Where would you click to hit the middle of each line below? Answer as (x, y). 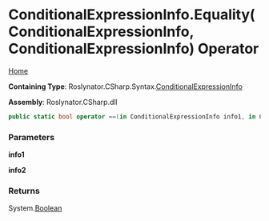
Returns (24, 191)
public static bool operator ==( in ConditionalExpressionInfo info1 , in (132, 117)
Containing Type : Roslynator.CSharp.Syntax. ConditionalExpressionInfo (125, 86)
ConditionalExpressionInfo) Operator (134, 49)
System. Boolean (35, 208)
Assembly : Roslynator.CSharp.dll (63, 102)
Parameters (31, 137)
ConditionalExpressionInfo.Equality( (132, 15)
